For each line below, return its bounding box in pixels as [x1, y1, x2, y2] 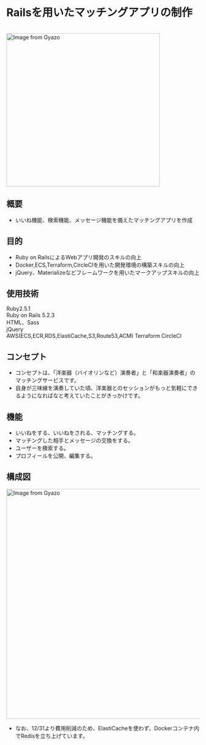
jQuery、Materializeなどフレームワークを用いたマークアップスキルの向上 [15, 269, 200, 276]
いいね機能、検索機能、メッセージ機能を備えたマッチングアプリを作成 [15, 216, 193, 224]
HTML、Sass [6, 319, 40, 326]
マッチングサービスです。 [15, 376, 80, 384]
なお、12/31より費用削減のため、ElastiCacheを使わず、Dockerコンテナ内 [15, 724, 200, 732]
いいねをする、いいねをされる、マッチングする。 [15, 429, 139, 436]
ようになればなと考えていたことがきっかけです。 [20, 392, 144, 399]
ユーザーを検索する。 [15, 445, 69, 451]
